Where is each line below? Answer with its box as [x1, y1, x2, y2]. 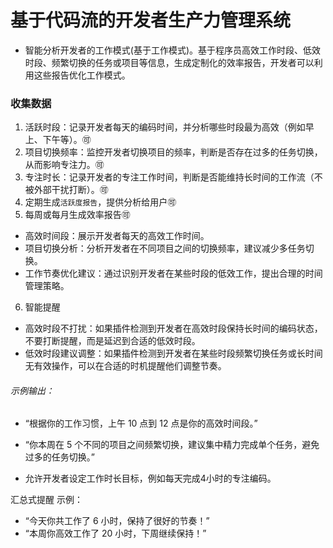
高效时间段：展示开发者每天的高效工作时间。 [24, 230, 210, 242]
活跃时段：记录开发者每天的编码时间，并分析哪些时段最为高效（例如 [24, 121, 306, 133]
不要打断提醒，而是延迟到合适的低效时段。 [24, 335, 201, 347]
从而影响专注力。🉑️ [24, 159, 105, 171]
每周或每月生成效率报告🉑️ [24, 209, 131, 221]
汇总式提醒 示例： [10, 494, 83, 506]
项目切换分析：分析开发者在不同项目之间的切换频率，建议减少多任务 [24, 242, 306, 255]
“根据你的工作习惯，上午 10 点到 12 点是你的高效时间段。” [24, 417, 258, 430]
